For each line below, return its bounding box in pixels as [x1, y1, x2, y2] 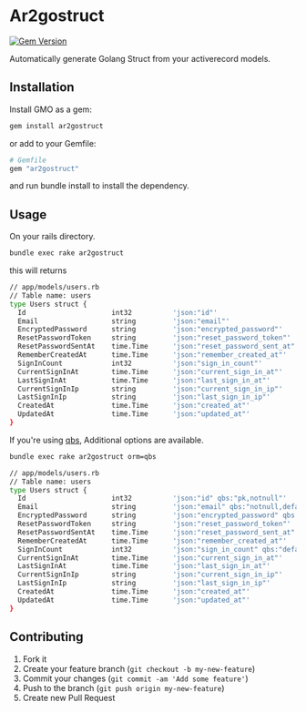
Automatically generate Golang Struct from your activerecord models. [9, 53, 271, 64]
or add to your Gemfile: [9, 137, 97, 148]
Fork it [22, 653, 47, 665]
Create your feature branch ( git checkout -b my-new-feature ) [22, 663, 256, 674]
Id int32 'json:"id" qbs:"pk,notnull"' [17, 493, 287, 503]
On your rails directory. [9, 231, 96, 242]
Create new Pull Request [22, 692, 116, 703]
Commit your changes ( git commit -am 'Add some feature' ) [22, 673, 249, 684]
